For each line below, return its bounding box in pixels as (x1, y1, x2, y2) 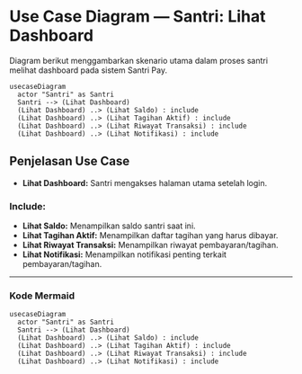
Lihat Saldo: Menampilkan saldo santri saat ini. (22, 220, 196, 231)
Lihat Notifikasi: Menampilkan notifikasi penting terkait (22, 249, 227, 260)
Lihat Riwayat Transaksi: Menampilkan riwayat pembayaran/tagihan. (22, 240, 279, 251)
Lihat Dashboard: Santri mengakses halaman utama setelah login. (22, 177, 268, 188)
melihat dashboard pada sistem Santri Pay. (9, 65, 168, 76)
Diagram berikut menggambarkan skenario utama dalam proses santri (9, 55, 268, 66)
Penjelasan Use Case (9, 154, 130, 169)
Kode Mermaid (9, 289, 75, 302)
